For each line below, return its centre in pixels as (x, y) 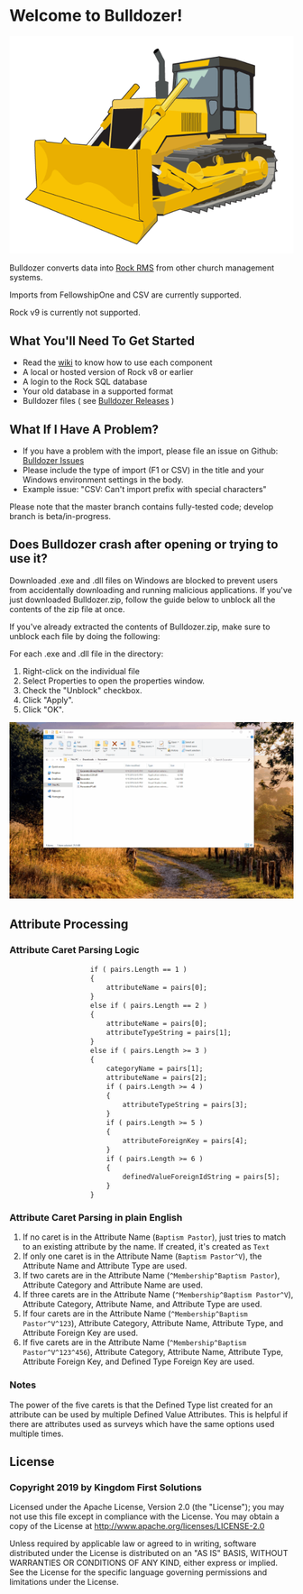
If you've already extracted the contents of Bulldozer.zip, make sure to (140, 627)
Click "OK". (43, 710)
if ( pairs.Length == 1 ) (138, 969)
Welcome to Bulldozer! (96, 16)
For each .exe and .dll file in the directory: (87, 654)
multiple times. (37, 1434)
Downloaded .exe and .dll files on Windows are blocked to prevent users (143, 580)
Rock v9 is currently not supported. (75, 313)
